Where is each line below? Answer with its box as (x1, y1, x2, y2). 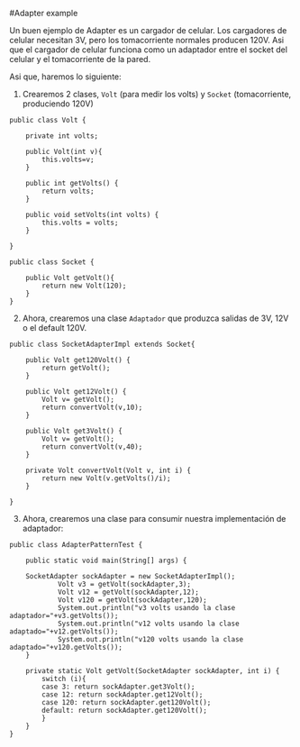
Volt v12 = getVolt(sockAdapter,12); (57, 588, 200, 597)
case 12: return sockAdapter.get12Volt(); (41, 690, 204, 699)
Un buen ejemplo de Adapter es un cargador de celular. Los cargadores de (9, 25, 287, 35)
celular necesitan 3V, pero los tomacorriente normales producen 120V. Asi (9, 35, 285, 45)
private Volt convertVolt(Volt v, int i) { (25, 466, 192, 475)
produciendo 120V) (22, 98, 95, 109)
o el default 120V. (22, 323, 87, 333)
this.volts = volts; (41, 218, 119, 227)
